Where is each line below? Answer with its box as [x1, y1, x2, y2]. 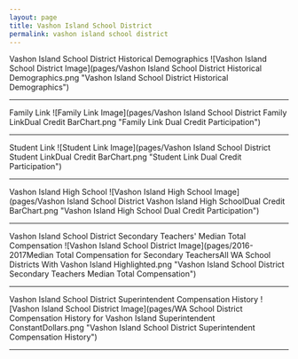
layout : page [9, 12, 58, 22]
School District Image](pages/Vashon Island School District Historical [9, 63, 263, 74]
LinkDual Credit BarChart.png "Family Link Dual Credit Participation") [9, 117, 262, 128]
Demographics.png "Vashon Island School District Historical [9, 73, 229, 83]
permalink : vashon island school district [9, 29, 169, 38]
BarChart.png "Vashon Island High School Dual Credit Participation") [9, 206, 260, 216]
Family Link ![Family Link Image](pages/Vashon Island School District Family [9, 107, 287, 118]
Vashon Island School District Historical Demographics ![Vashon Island [9, 54, 268, 65]
